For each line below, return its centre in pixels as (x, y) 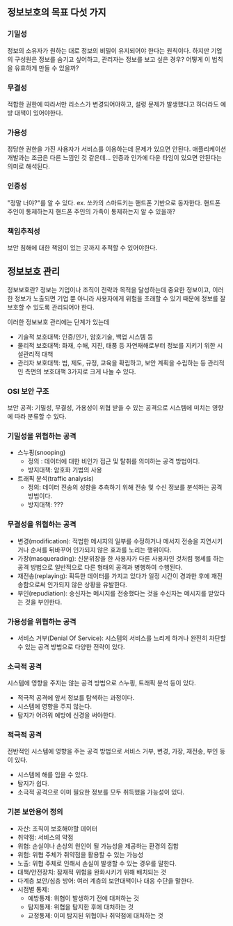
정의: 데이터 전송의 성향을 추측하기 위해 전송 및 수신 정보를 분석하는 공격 (125, 487)
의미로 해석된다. (29, 166)
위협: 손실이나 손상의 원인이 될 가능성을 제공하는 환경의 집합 (98, 846)
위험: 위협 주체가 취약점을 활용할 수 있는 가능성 (80, 854)
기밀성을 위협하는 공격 (42, 436)
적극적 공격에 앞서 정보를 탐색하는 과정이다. (76, 698)
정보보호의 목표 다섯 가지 (57, 13)
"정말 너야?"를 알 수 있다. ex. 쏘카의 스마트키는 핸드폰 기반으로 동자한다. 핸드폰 (114, 202)
